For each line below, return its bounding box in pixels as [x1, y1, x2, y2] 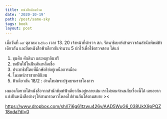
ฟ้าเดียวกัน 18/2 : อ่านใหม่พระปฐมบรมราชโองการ [12, 78, 94, 84]
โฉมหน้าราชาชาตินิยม [12, 72, 47, 78]
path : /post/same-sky [5, 16, 50, 21]
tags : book [5, 21, 28, 26]
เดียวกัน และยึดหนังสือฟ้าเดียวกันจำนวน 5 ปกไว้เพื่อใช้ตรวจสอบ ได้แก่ [5, 45, 119, 51]
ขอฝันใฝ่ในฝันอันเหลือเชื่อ [12, 61, 55, 67]
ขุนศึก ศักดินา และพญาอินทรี [12, 55, 59, 61]
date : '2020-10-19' [5, 12, 46, 17]
